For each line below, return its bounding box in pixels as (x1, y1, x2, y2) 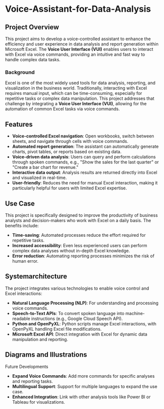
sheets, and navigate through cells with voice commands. (12, 138, 129, 144)
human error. (12, 258, 39, 264)
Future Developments (5, 364, 48, 369)
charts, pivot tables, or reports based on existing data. (12, 149, 121, 155)
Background (5, 68, 35, 75)
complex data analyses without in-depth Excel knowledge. (12, 248, 130, 253)
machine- (125, 310, 145, 316)
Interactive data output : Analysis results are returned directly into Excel (12, 170, 158, 176)
